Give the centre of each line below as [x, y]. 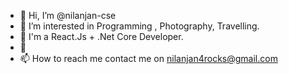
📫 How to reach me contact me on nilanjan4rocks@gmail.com [148, 58]
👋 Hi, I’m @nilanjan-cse [68, 15]
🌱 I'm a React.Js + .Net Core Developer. [101, 36]
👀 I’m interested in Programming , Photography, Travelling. [139, 26]
